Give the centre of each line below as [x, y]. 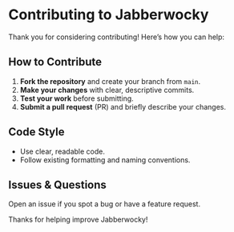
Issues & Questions [57, 184]
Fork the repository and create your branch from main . [110, 81]
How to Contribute [55, 62]
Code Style [36, 132]
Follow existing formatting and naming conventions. [105, 160]
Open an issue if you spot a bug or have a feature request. [105, 204]
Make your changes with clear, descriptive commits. [107, 90]
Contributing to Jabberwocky [109, 15]
